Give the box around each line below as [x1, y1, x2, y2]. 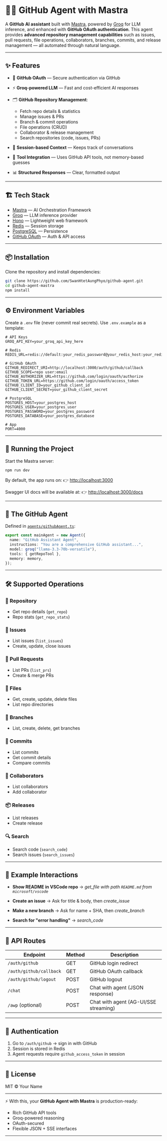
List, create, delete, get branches [12, 725, 81, 731]
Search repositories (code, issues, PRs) [19, 134, 101, 140]
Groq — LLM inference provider [12, 212, 78, 218]
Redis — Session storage [12, 222, 64, 229]
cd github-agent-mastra [5, 283, 55, 288]
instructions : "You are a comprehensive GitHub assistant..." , [9, 542, 143, 547]
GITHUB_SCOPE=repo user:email [5, 369, 68, 374]
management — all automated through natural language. [5, 42, 121, 48]
